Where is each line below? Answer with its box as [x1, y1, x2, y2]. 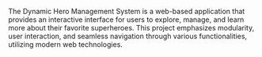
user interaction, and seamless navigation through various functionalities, [8, 31, 248, 41]
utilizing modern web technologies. [8, 40, 123, 49]
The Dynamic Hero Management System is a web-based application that [8, 7, 245, 16]
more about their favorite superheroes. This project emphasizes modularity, [8, 23, 255, 32]
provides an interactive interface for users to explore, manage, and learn [8, 15, 245, 24]
